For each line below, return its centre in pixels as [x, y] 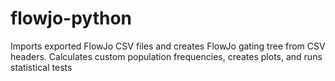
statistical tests [41, 67]
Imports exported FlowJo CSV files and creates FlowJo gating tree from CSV [168, 46]
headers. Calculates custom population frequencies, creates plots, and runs [166, 56]
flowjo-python [71, 18]
